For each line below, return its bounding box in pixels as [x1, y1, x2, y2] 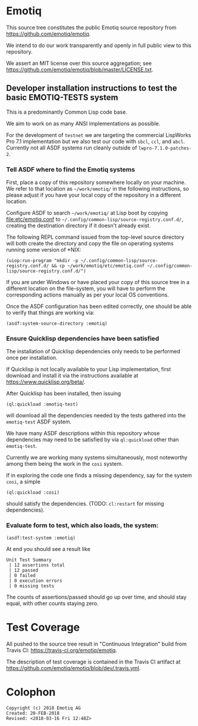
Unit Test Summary [6, 557, 52, 563]
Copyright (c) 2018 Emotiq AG [6, 705, 81, 711]
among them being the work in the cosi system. [6, 460, 123, 468]
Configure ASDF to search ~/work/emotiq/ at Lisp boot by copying [6, 210, 168, 217]
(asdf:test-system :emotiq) [6, 535, 76, 541]
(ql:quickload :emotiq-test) [6, 401, 78, 407]
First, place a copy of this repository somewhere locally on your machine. [6, 179, 186, 186]
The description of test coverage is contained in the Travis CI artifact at [6, 658, 181, 665]
